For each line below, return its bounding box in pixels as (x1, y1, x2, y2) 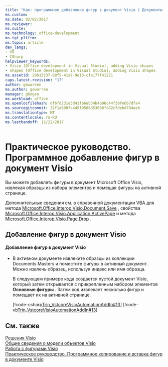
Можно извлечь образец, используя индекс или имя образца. (12, 266, 146, 272)
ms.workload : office (5, 96, 49, 101)
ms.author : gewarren (5, 86, 49, 92)
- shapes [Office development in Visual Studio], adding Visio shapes (5, 68, 156, 73)
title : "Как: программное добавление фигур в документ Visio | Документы (5, 7, 163, 13)
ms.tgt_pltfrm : (5, 36, 37, 41)
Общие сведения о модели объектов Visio (5, 340, 96, 346)
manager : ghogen (5, 91, 39, 97)
